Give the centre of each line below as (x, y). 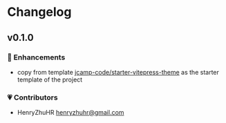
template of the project (50, 79)
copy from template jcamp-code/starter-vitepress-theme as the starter (118, 72)
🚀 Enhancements (36, 57)
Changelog (39, 12)
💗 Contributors (32, 97)
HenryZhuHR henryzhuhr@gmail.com (70, 113)
